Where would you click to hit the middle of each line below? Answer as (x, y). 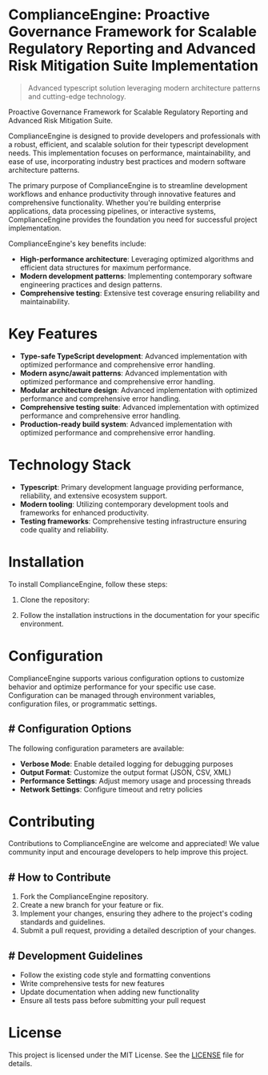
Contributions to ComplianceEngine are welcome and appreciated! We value (134, 844)
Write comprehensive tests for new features (92, 984)
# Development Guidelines (76, 955)
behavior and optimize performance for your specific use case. (112, 687)
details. (20, 1063)
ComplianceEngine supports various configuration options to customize (126, 678)
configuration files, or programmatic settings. (83, 704)
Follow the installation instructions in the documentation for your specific (140, 615)
